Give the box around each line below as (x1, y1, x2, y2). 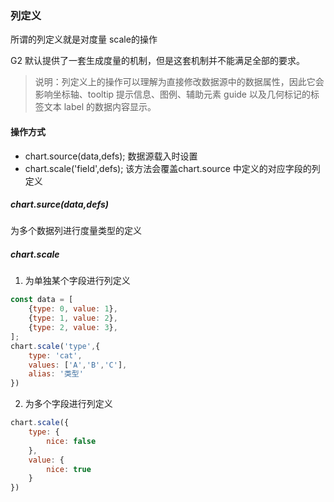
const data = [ (10, 295, 74, 305)
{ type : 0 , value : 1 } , (28, 304, 118, 314)
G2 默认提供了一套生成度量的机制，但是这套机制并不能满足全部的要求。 (10, 55, 305, 67)
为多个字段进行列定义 (24, 398, 113, 410)
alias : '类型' (28, 369, 84, 379)
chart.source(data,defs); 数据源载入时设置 (24, 150, 198, 162)
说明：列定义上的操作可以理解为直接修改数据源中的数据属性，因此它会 (34, 76, 325, 88)
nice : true (46, 464, 92, 474)
